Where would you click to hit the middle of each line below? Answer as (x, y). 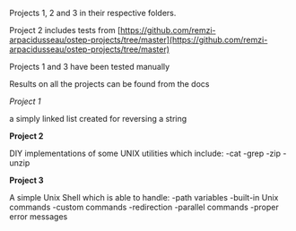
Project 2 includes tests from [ (65, 30)
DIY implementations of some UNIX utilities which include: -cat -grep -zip (145, 153)
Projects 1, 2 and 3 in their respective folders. (93, 13)
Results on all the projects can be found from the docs (109, 84)
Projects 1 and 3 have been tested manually (90, 67)
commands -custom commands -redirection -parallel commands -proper (144, 207)
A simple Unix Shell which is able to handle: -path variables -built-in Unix (144, 197)
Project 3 (26, 180)
